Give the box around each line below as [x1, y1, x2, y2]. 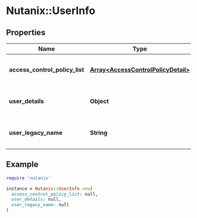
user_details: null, [11, 196, 62, 203]
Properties [6, 28, 46, 38]
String [90, 129, 107, 137]
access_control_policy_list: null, [11, 191, 98, 197]
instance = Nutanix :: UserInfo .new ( [6, 186, 93, 192]
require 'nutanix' [6, 175, 51, 181]
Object [90, 97, 110, 105]
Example [6, 159, 39, 169]
